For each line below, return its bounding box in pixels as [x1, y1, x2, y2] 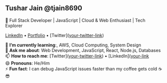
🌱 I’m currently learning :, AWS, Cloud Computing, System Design [5, 42, 141, 48]
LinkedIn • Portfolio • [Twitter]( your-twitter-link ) [5, 32, 104, 38]
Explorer [5, 22, 23, 28]
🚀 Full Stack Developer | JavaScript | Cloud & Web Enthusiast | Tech [5, 17, 145, 23]
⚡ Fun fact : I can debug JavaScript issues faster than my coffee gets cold [5, 65, 157, 71]
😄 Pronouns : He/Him [5, 60, 50, 66]
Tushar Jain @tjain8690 [5, 4, 83, 12]
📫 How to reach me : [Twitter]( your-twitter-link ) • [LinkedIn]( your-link [5, 52, 149, 59]
